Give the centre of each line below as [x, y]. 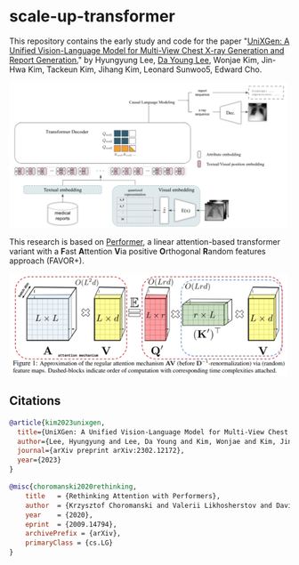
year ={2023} [40, 460]
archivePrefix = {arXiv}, [73, 534]
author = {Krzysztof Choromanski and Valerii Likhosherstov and [149, 505]
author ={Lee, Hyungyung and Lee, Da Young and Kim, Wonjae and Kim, [147, 441]
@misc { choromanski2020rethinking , [73, 487]
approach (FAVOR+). [47, 261]
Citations [35, 401]
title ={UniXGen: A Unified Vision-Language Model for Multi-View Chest [153, 432]
